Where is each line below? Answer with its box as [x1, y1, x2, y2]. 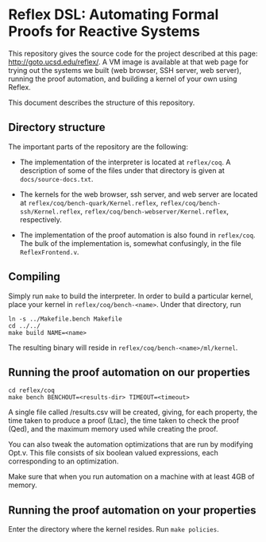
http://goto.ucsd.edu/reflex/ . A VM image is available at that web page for [8, 57, 249, 67]
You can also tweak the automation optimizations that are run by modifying [8, 440, 253, 449]
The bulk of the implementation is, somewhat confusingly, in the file [19, 238, 242, 248]
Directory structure [8, 121, 106, 134]
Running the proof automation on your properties [8, 503, 256, 517]
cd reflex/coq [8, 386, 56, 394]
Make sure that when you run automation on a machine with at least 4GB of [8, 472, 255, 482]
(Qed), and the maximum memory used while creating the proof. [8, 425, 218, 434]
